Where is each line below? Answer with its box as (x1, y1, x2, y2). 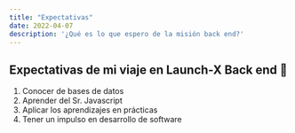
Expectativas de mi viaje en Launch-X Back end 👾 (9, 62, 288, 77)
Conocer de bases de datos (21, 86, 124, 97)
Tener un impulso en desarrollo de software (21, 114, 182, 125)
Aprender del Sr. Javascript (21, 95, 123, 106)
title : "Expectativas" (9, 12, 93, 22)
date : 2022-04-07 (9, 21, 74, 30)
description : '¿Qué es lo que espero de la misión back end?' (9, 29, 244, 38)
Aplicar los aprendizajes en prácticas (21, 105, 158, 115)
